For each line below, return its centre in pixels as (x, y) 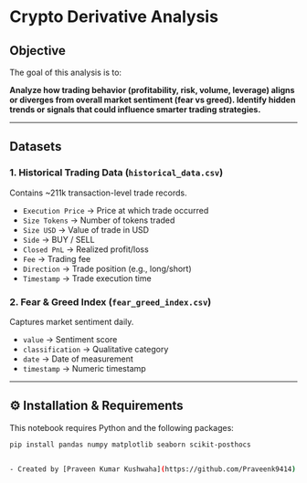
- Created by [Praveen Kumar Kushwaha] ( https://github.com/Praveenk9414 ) (153, 469)
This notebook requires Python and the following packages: (122, 427)
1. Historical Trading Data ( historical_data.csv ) (116, 173)
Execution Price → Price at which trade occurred (116, 210)
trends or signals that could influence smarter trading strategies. (135, 110)
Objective (38, 51)
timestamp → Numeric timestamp (84, 368)
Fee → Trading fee (57, 258)
